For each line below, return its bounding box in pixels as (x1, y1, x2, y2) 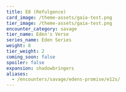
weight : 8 (6, 43, 31, 49)
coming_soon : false (6, 54, 56, 60)
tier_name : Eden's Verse (6, 31, 69, 38)
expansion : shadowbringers (6, 65, 75, 71)
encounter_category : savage (6, 25, 78, 32)
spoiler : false (6, 59, 45, 65)
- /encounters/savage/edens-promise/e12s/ (12, 76, 121, 82)
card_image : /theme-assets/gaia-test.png (6, 15, 113, 21)
